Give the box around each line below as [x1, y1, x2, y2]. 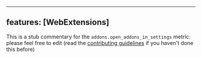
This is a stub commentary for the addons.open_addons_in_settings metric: [6, 33, 191, 40]
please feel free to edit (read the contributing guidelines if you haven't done [6, 39, 194, 46]
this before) [6, 46, 35, 53]
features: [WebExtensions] [6, 17, 109, 27]
